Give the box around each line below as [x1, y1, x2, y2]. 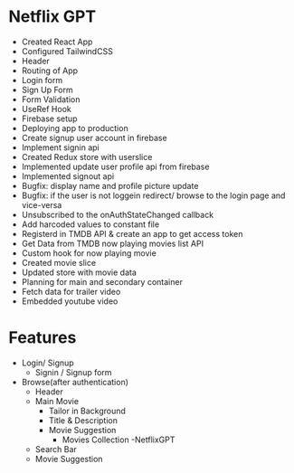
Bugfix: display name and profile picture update [21, 180, 199, 191]
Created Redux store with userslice [21, 151, 153, 162]
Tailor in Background [48, 405, 126, 416]
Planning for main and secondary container [21, 276, 183, 287]
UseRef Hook [21, 103, 71, 114]
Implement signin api [21, 142, 100, 153]
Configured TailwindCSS [21, 45, 114, 56]
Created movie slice [21, 257, 97, 268]
